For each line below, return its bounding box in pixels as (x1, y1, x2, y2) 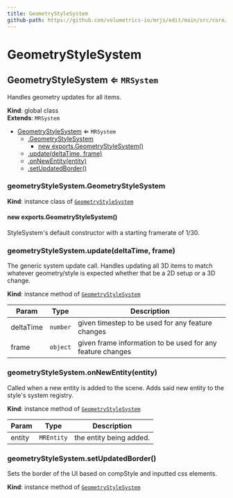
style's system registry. (7, 391, 74, 399)
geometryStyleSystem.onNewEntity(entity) (7, 368, 158, 378)
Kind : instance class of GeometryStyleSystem (7, 197, 134, 205)
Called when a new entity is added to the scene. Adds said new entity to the (7, 383, 224, 392)
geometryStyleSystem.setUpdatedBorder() (7, 453, 157, 463)
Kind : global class (7, 106, 59, 115)
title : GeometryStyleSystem (7, 10, 89, 17)
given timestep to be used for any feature (78, 318, 213, 328)
